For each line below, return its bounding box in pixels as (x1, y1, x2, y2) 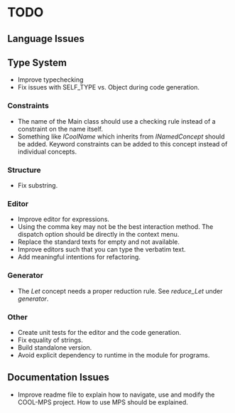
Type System (7, 56, 67, 68)
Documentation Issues (7, 371, 110, 384)
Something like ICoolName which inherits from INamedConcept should (17, 132, 225, 141)
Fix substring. (17, 181, 58, 189)
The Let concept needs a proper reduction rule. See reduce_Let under (17, 286, 223, 295)
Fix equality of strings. (17, 336, 83, 344)
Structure (7, 165, 41, 175)
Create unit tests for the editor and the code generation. (17, 328, 182, 336)
